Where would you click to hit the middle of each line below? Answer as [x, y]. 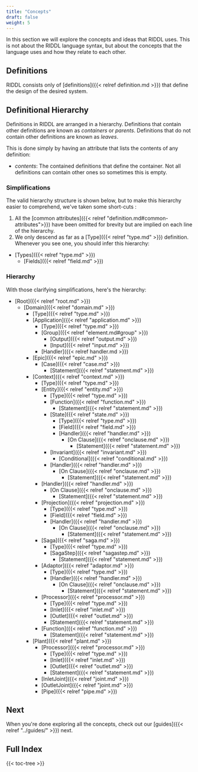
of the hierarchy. [35, 231]
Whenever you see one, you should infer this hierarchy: [82, 244]
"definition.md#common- [137, 218]
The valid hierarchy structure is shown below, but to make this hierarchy [94, 201]
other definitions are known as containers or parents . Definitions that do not [98, 130]
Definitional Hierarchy [47, 110]
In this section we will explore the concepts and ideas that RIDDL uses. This [98, 40]
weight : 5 [18, 23]
